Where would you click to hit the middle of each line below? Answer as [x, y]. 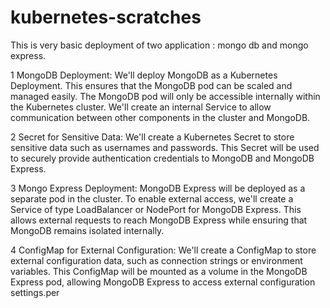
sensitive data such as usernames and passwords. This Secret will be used [165, 147]
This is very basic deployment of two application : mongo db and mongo [159, 45]
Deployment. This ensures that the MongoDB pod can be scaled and [151, 85]
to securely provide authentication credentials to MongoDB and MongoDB [162, 158]
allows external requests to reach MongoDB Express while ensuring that [159, 220]
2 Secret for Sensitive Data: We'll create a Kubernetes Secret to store [152, 137]
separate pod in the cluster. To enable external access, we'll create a [152, 198]
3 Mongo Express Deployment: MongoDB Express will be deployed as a [158, 188]
